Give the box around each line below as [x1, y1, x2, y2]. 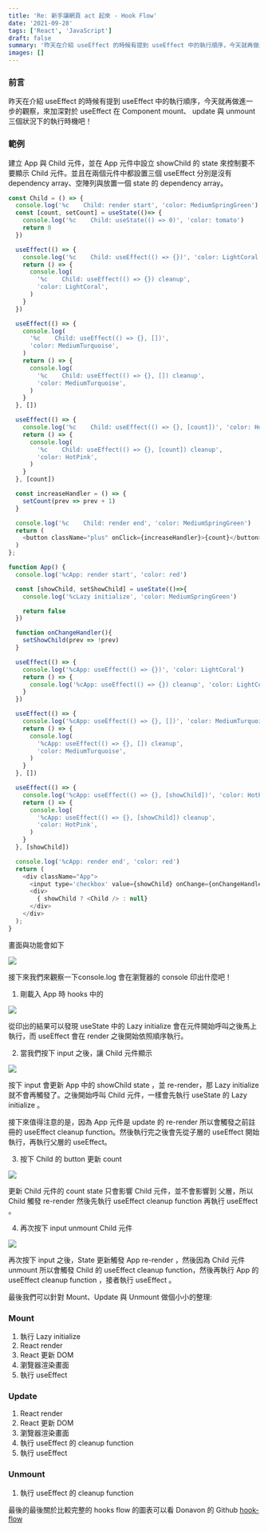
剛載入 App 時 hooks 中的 [19, 989, 104, 998]
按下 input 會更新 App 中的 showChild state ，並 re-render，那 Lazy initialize [8, 1080, 259, 1089]
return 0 [22, 224, 52, 232]
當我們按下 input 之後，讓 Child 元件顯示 [19, 1048, 153, 1057]
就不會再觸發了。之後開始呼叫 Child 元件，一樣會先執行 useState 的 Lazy [8, 1089, 247, 1100]
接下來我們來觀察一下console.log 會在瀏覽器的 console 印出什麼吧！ [8, 972, 233, 981]
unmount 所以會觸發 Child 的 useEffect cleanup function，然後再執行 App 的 [8, 1265, 259, 1274]
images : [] [8, 49, 45, 57]
